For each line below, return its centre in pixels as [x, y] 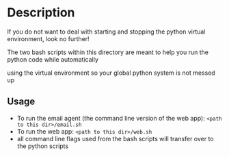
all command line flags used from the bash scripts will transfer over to [115, 138]
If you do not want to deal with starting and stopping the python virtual [106, 32]
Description [41, 13]
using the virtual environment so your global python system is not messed [111, 73]
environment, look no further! [49, 38]
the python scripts [43, 146]
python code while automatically [53, 59]
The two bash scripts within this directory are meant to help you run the [108, 52]
